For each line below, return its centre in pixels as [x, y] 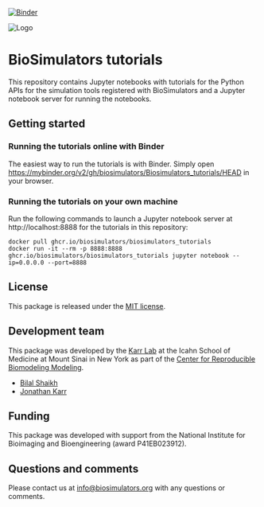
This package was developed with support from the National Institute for [127, 435]
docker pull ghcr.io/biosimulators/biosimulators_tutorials [110, 242]
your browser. [31, 181]
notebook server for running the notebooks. [80, 99]
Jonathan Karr [43, 391]
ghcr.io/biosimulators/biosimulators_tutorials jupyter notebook [118, 255]
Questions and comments [74, 468]
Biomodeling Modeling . [46, 367]
